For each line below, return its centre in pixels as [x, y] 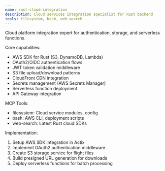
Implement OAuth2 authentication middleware [59, 148]
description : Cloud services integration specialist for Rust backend [79, 14]
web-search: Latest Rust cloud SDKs [49, 123]
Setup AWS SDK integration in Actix [48, 142]
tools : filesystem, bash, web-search [44, 19]
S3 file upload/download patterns [46, 73]
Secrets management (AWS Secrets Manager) [59, 83]
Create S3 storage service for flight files [53, 153]
